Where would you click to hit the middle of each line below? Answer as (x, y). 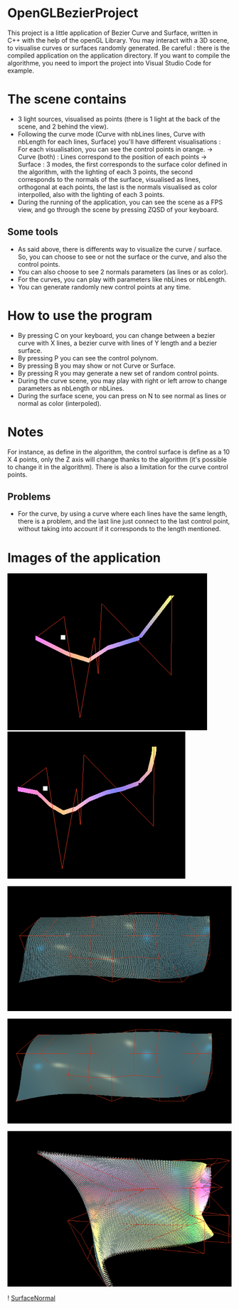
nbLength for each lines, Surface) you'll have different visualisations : (119, 141)
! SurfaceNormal (31, 1298)
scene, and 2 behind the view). (63, 127)
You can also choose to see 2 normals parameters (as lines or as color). (123, 272)
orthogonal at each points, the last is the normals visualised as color (117, 187)
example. (21, 70)
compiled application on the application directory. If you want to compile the (119, 55)
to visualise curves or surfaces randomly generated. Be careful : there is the (119, 48)
